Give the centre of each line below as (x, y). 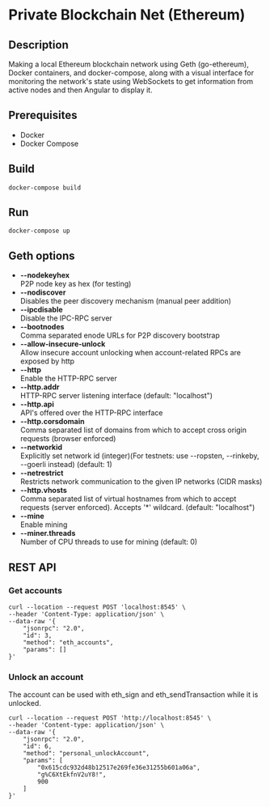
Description (38, 45)
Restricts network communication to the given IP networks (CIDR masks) (141, 482)
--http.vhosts (43, 491)
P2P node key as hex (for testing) (76, 284)
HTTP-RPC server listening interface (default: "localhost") (116, 396)
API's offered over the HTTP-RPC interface (91, 413)
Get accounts (36, 590)
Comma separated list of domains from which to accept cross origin (133, 430)
